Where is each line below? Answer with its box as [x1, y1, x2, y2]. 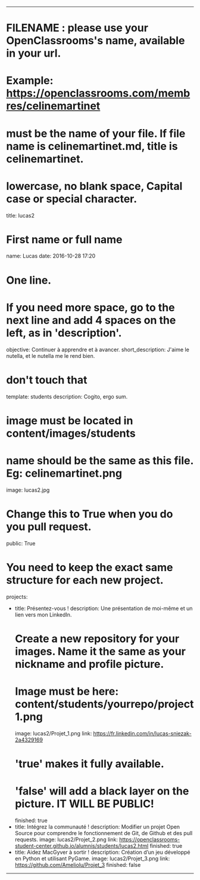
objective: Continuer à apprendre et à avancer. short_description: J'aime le [6, 346, 189, 353]
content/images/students [6, 427, 136, 440]
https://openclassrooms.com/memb [6, 87, 190, 100]
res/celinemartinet [6, 99, 101, 113]
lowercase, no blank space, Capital [6, 179, 183, 193]
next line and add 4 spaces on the [6, 313, 176, 327]
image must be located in [6, 413, 133, 427]
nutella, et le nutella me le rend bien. [6, 352, 95, 359]
